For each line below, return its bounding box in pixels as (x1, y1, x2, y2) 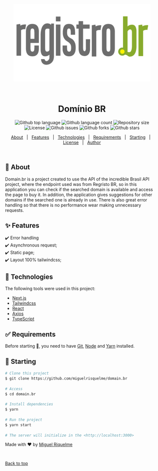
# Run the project (5, 417, 42, 422)
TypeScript (12, 316, 35, 322)
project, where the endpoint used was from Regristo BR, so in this (5, 181, 137, 187)
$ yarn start (5, 422, 32, 427)
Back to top (5, 461, 28, 467)
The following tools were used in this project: (5, 286, 96, 292)
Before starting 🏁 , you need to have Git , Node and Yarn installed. (5, 343, 135, 349)
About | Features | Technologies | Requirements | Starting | (11, 134, 151, 140)
